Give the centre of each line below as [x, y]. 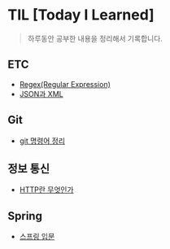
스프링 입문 [37, 237]
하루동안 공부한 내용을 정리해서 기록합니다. [95, 38]
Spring [25, 216]
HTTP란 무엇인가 [46, 190]
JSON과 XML [41, 94]
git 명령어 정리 [42, 141]
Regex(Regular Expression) [65, 84]
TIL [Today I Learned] [81, 15]
